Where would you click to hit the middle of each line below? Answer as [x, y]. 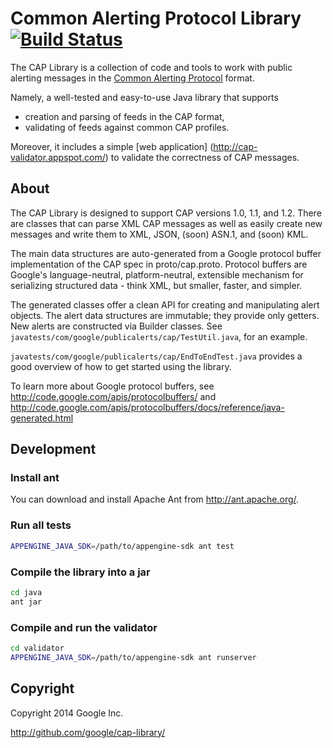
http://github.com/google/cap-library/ [88, 732]
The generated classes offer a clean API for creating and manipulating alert [165, 304]
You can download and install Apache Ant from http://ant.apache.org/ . [155, 499]
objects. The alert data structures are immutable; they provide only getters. [165, 315]
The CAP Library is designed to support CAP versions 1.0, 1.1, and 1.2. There [166, 213]
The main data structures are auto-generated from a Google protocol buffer [166, 253]
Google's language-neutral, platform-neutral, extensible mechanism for [157, 274]
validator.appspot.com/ [58, 157]
